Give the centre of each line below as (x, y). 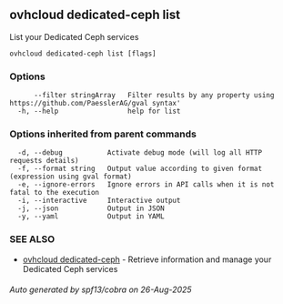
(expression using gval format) (71, 177)
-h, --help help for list (99, 111)
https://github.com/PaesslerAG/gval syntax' (95, 104)
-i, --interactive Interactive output (99, 201)
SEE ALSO (32, 239)
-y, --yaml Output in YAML (91, 217)
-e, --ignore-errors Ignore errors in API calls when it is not (146, 185)
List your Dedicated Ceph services (74, 36)
